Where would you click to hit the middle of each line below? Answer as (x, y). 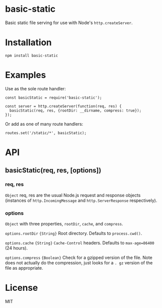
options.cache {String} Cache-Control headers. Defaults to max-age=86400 (80, 243)
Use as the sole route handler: (36, 88)
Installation (28, 42)
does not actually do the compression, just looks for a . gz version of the (79, 263)
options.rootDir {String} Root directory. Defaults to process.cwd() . (74, 233)
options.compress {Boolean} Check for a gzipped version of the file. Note (79, 257)
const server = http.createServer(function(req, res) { (63, 106)
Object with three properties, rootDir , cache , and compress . (64, 224)
